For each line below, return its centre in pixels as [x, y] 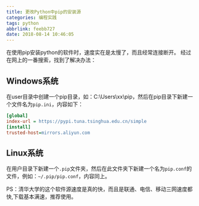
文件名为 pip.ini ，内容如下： [47, 104]
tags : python [23, 23]
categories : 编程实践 [32, 18]
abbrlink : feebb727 [31, 29]
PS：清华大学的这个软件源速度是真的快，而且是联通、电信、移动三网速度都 [99, 189]
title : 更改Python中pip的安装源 [44, 12]
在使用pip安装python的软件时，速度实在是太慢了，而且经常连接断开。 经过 [99, 53]
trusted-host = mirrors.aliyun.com [48, 133]
